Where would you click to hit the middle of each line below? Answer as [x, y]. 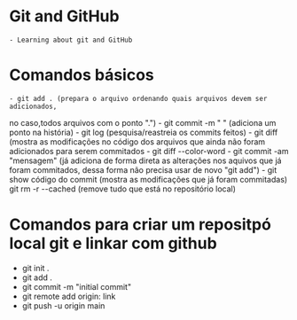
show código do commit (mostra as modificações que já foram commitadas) [148, 179]
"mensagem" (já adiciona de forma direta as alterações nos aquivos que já [145, 160]
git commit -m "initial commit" [76, 286]
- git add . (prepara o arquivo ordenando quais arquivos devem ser [138, 98]
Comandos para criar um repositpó [141, 225]
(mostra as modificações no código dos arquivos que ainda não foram [137, 141]
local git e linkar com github [113, 243]
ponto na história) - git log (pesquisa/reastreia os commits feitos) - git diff [144, 132]
